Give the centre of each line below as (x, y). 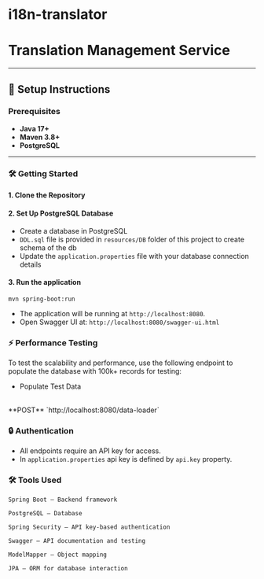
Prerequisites (34, 112)
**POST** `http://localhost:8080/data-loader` (84, 410)
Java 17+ (34, 128)
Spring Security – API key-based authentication (89, 527)
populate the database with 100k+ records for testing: (95, 371)
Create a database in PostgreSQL (73, 230)
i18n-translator (58, 15)
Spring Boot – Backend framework (63, 500)
